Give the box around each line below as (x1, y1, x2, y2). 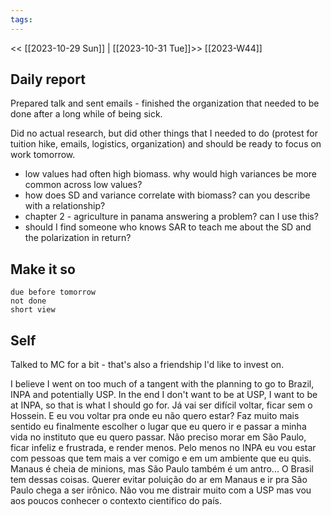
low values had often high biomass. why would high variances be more (24, 168, 318, 180)
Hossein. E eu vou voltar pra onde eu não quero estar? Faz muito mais (10, 410, 300, 422)
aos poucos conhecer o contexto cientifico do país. (10, 495, 222, 507)
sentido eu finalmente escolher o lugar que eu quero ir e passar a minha (10, 421, 307, 433)
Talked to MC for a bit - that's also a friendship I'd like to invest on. (10, 359, 285, 371)
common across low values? (24, 179, 143, 191)
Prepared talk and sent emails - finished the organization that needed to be (10, 97, 320, 110)
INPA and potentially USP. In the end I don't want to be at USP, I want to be (10, 389, 318, 401)
